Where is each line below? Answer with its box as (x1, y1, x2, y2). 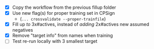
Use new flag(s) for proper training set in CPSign (12, 10, 115, 16)
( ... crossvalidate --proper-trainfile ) (19, 16, 106, 22)
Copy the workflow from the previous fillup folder (12, 5, 116, 10)
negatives (12, 27, 33, 33)
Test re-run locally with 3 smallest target (12, 38, 98, 44)
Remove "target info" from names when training (12, 33, 113, 39)
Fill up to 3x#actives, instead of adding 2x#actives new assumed (12, 21, 149, 28)
